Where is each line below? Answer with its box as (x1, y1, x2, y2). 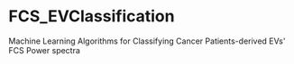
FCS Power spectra (8, 44, 80, 55)
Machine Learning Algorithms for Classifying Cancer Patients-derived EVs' (8, 36, 286, 46)
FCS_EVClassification (8, 6, 175, 27)
